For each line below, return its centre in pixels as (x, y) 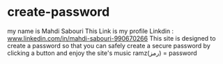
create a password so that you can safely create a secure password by (109, 45)
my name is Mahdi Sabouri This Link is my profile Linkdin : (91, 31)
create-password (59, 12)
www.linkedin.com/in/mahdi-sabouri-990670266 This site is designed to (111, 38)
